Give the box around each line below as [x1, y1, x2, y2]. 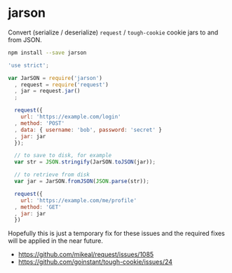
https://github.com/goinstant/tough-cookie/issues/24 [18, 258, 173, 266]
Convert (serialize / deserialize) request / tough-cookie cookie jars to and [8, 28, 219, 36]
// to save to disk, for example [14, 152, 112, 159]
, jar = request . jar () [14, 88, 81, 95]
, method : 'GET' [14, 204, 62, 211]
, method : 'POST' [14, 119, 65, 127]
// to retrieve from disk [14, 171, 90, 178]
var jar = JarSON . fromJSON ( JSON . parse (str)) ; [14, 178, 150, 185]
